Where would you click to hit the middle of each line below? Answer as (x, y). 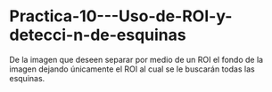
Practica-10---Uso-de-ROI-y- (121, 16)
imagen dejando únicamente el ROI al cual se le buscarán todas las (132, 69)
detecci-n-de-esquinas (98, 35)
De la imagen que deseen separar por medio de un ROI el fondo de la (136, 59)
